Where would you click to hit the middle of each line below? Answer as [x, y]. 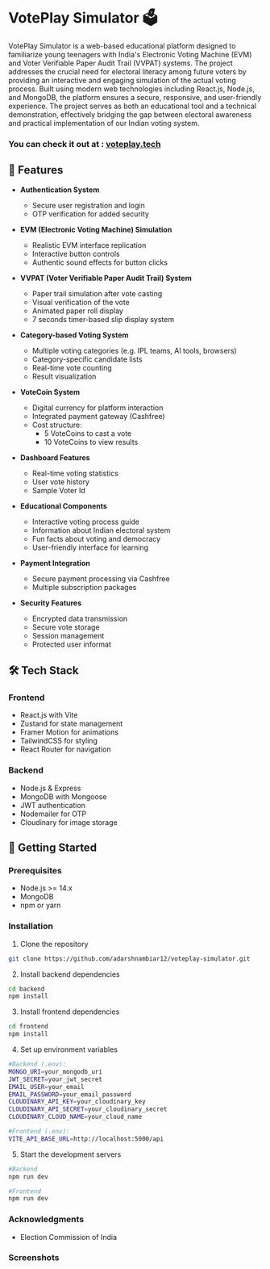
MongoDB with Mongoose [63, 796]
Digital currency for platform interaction [98, 408]
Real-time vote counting [72, 367]
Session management [68, 635]
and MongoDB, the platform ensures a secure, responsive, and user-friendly [135, 97]
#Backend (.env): [37, 1065]
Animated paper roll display [77, 311]
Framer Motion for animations [69, 732]
